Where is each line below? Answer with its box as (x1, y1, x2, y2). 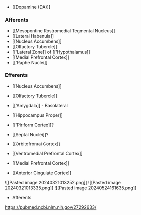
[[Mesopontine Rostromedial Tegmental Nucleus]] (12, 28, 115, 34)
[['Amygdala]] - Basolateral (12, 102, 68, 108)
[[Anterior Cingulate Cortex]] (12, 170, 71, 176)
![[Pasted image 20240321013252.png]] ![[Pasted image (5, 179, 121, 185)
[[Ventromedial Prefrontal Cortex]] (12, 150, 83, 156)
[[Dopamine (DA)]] (12, 4, 51, 10)
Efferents (5, 72, 28, 79)
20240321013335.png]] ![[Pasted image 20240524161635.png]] (5, 185, 137, 191)
